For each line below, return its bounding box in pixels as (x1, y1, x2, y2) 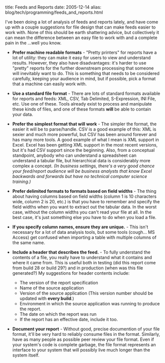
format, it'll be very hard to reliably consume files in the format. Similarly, (12, 331, 161, 337)
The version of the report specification (19, 280, 98, 286)
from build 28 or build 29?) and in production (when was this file (12, 265, 143, 271)
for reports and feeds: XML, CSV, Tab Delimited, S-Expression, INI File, (12, 96, 157, 102)
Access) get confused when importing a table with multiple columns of (12, 234, 157, 240)
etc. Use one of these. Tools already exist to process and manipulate (12, 101, 152, 107)
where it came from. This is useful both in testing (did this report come (12, 260, 156, 265)
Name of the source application (19, 285, 84, 290)
